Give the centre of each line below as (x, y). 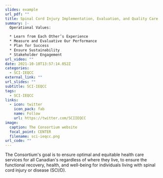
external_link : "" (24, 78)
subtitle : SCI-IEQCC (26, 86)
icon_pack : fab (29, 109)
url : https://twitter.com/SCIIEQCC (50, 118)
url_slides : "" (20, 82)
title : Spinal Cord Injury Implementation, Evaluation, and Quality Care (82, 19)
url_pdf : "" (17, 14)
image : (12, 122)
